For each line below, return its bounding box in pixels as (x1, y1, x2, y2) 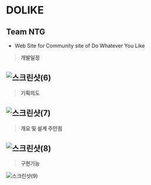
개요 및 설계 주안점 (20, 125, 63, 132)
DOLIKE (6, 4, 44, 17)
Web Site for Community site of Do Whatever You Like (14, 42, 145, 49)
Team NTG (6, 27, 46, 37)
